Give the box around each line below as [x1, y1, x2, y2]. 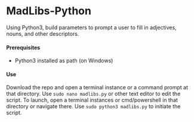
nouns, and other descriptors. [6, 30, 79, 37]
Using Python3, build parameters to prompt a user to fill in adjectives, [6, 24, 177, 31]
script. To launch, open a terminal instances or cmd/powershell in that [6, 96, 178, 104]
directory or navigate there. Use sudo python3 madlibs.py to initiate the [6, 103, 181, 110]
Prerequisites [6, 43, 41, 51]
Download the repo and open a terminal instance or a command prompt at [6, 84, 189, 91]
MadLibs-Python [6, 4, 91, 18]
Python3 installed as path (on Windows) [14, 57, 113, 64]
